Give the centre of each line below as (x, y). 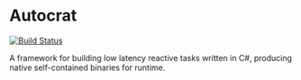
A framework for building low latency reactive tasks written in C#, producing (151, 58)
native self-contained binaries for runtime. (87, 67)
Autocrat (43, 16)
